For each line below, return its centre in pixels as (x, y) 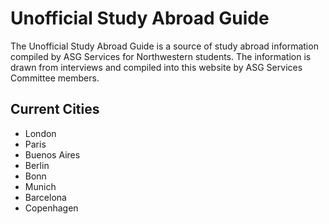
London (40, 133)
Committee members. (55, 78)
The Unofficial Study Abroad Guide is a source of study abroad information (164, 46)
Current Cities (55, 109)
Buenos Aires (52, 154)
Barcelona (45, 197)
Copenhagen (51, 208)
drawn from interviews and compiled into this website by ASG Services (156, 67)
